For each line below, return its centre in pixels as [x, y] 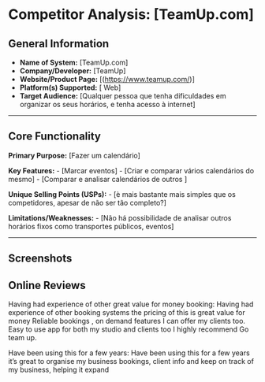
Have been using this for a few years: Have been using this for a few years [129, 353]
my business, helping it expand [59, 370]
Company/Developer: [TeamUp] [73, 71]
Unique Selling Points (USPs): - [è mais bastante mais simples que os [122, 194]
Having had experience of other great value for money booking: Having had [131, 304]
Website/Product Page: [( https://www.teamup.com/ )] [107, 79]
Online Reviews [47, 285]
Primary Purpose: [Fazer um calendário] [74, 155]
